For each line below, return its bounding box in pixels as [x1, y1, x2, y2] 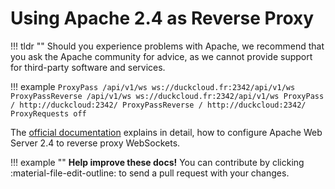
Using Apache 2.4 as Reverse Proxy [10, 7, 315, 30]
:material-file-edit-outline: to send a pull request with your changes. [10, 167, 290, 179]
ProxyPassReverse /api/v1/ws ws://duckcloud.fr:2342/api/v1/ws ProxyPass [10, 91, 325, 101]
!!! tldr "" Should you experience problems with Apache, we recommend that [10, 40, 325, 52]
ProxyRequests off [10, 108, 87, 119]
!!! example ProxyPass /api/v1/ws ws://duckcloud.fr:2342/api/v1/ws [10, 80, 296, 92]
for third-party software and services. [10, 61, 166, 73]
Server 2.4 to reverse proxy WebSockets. [10, 137, 181, 149]
